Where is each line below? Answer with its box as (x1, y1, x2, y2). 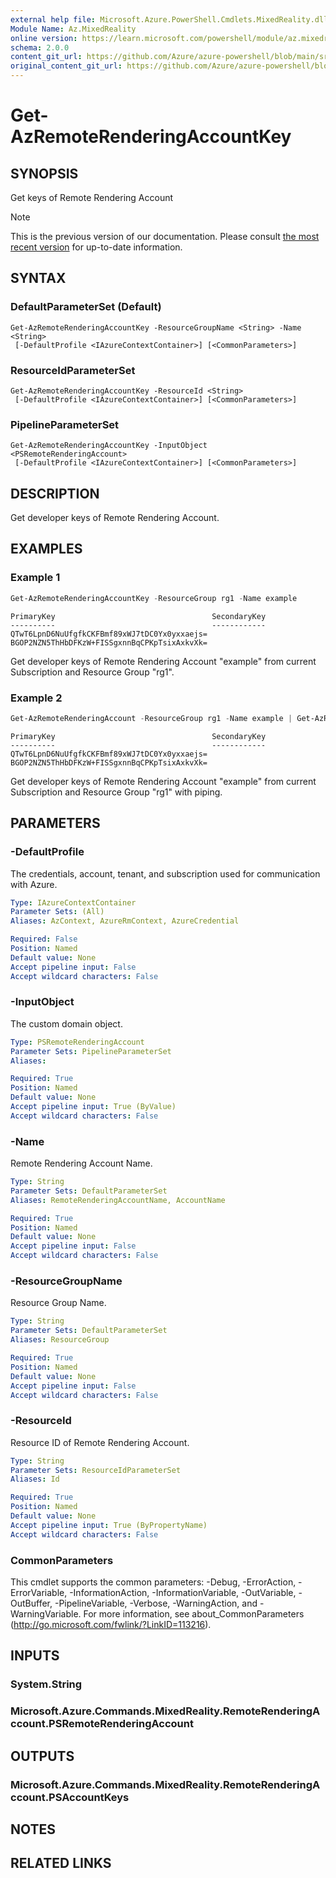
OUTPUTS (10, 1747, 75, 1765)
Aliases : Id (10, 1474, 60, 1485)
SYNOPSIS (10, 165, 79, 182)
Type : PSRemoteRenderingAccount (10, 1037, 145, 1047)
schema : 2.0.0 (10, 42, 70, 53)
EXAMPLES (10, 541, 83, 558)
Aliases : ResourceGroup (10, 1335, 110, 1345)
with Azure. (10, 878, 58, 890)
